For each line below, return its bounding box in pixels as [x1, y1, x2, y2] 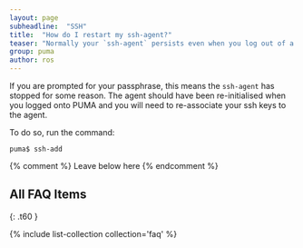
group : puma [9, 47, 54, 56]
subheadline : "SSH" [9, 22, 88, 31]
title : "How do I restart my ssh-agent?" [9, 30, 172, 39]
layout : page [9, 13, 59, 23]
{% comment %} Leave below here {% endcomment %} [9, 161, 220, 171]
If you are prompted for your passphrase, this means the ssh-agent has [9, 81, 275, 91]
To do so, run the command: [9, 127, 115, 137]
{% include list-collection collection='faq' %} [9, 228, 178, 239]
